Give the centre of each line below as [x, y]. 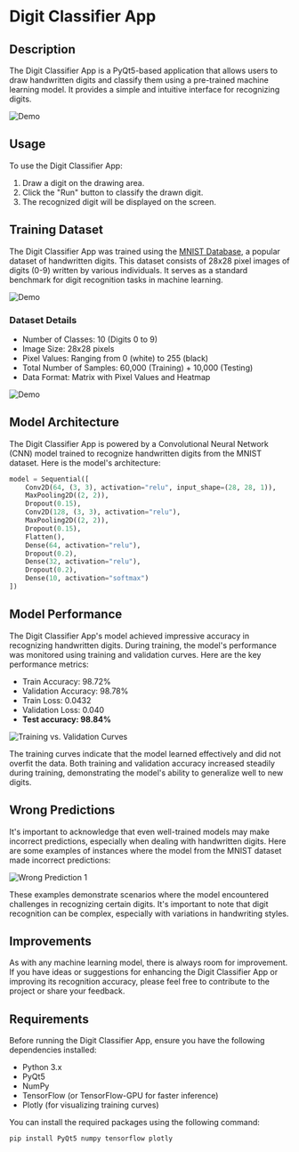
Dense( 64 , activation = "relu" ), [83, 545]
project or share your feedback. [67, 991]
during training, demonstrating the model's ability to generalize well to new [146, 773]
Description [42, 49]
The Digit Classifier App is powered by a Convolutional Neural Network [139, 443]
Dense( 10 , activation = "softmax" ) [87, 579]
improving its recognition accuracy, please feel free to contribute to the [139, 982]
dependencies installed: [53, 1050]
